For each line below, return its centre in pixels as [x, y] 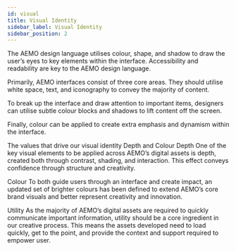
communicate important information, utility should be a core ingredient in [113, 218]
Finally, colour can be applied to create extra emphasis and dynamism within [118, 125]
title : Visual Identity [42, 20]
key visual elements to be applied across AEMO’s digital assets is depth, [112, 153]
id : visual [23, 14]
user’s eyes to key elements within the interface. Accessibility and [103, 61]
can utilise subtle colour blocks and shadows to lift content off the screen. [114, 111]
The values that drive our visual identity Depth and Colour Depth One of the [117, 146]
